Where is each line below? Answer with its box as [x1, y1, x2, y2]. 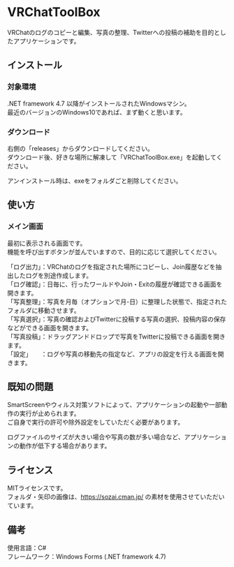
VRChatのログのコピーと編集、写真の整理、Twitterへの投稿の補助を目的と [7, 28, 221, 36]
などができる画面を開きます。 [7, 323, 93, 332]
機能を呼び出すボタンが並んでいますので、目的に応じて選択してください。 [7, 247, 221, 256]
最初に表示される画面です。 [7, 239, 87, 247]
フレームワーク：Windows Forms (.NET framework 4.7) [7, 552, 166, 561]
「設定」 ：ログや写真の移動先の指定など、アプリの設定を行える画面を [7, 350, 218, 358]
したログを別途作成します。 [13, 271, 93, 279]
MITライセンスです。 [7, 484, 67, 492]
